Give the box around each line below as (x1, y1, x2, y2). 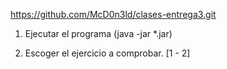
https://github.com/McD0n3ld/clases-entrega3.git (10, 9, 217, 20)
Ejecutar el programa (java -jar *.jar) (24, 28, 173, 39)
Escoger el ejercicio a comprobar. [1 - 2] (24, 47, 191, 59)
